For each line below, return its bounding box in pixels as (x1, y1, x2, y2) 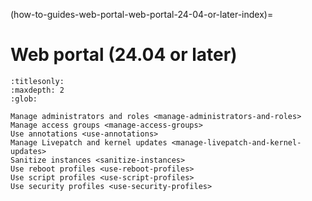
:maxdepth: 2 (10, 85, 65, 95)
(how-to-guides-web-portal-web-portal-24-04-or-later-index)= (10, 9, 274, 20)
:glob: (10, 94, 38, 104)
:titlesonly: (10, 76, 65, 86)
